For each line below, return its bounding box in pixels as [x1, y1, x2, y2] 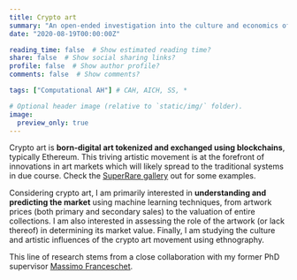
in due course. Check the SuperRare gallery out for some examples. [9, 170, 256, 181]
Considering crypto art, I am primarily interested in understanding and [9, 187, 267, 199]
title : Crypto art [9, 12, 77, 22]
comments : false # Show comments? [9, 70, 141, 79]
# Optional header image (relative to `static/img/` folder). [9, 102, 243, 110]
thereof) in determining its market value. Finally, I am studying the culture [9, 225, 276, 236]
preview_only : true [17, 118, 89, 127]
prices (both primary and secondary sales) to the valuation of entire [9, 207, 255, 217]
